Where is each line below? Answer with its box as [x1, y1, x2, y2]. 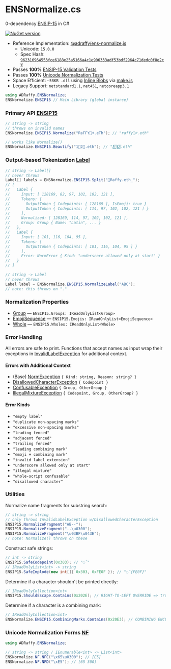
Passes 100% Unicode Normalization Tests [12, 71, 103, 78]
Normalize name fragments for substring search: [5, 502, 107, 508]
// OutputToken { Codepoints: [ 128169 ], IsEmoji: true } [5, 201, 147, 206]
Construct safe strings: [5, 545, 53, 552]
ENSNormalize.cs [5, 4, 81, 15]
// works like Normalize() [5, 139, 63, 145]
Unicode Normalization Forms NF [5, 629, 89, 636]
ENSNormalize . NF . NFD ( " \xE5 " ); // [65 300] [5, 659, 97, 664]
